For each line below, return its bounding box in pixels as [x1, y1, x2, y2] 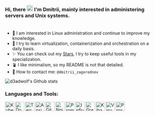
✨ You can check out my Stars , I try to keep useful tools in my [12, 51, 136, 57]
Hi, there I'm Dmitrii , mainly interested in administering [5, 6, 145, 13]
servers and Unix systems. [5, 12, 70, 19]
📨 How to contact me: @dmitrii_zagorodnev [12, 69, 98, 75]
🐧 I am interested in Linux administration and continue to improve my [12, 30, 150, 36]
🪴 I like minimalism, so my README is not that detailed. [12, 62, 124, 68]
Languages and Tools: [5, 91, 58, 97]
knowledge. [12, 36, 36, 41]
